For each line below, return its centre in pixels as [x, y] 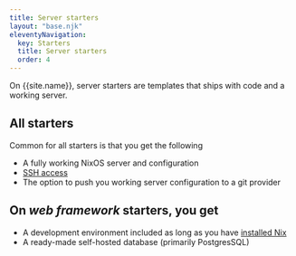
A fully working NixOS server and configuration [110, 163]
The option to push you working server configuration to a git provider [152, 182]
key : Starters [44, 43]
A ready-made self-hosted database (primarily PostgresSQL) [136, 242]
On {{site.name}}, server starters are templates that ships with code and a [147, 85]
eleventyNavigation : [48, 34]
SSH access [45, 172]
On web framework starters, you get [114, 210]
